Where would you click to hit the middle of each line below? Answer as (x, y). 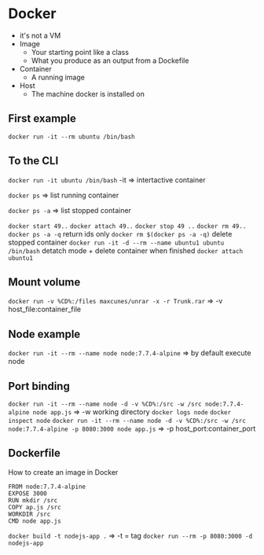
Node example (44, 334)
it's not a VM (40, 35)
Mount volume (44, 282)
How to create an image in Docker (63, 472)
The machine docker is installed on (88, 94)
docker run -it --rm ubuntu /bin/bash (71, 137)
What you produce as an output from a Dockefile (110, 61)
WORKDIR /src (29, 514)
